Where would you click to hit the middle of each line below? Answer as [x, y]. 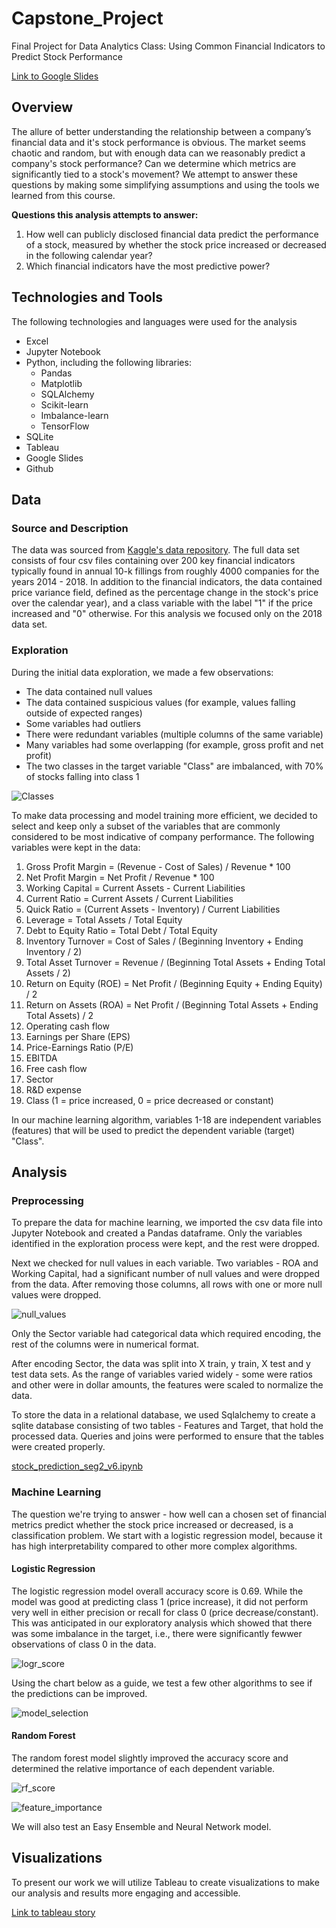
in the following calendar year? [89, 255]
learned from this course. [63, 195]
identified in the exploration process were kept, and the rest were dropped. [165, 1244]
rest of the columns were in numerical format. [105, 1344]
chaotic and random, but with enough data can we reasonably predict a [158, 153]
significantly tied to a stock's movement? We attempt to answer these [154, 174]
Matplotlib [61, 383]
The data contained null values [89, 691]
